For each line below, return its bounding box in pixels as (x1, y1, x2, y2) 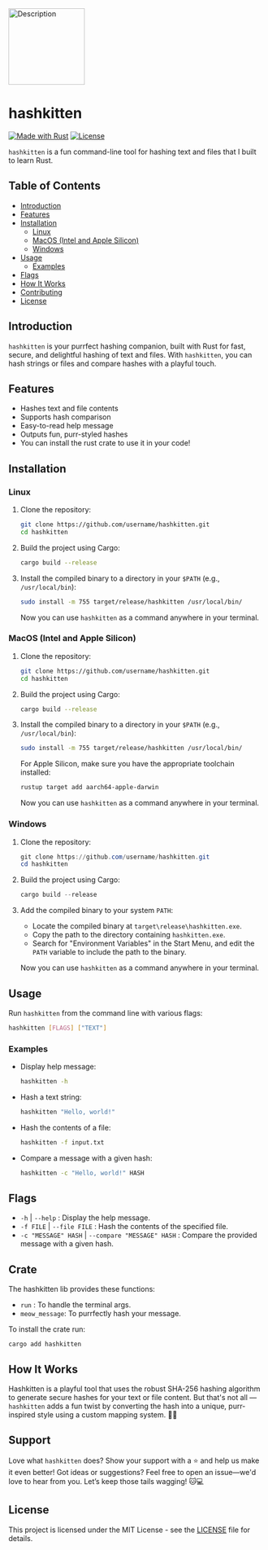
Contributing (19, 287, 63, 296)
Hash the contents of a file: (19, 1122, 111, 1132)
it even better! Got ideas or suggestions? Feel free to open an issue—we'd (8, 1467, 257, 1477)
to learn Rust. (8, 155, 54, 165)
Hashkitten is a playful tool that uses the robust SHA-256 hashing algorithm (8, 1384, 261, 1394)
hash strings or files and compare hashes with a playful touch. (8, 358, 217, 368)
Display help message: (19, 1062, 97, 1072)
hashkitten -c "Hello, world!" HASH (19, 1169, 145, 1177)
